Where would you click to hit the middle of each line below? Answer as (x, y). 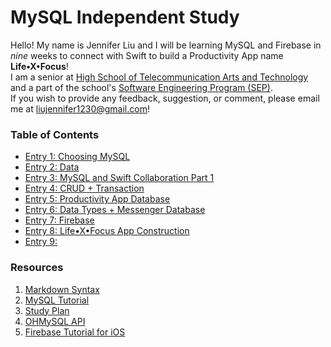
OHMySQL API (55, 321)
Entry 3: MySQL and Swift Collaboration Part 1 (119, 178)
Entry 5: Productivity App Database (97, 199)
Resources (37, 268)
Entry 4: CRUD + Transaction (84, 188)
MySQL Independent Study (125, 17)
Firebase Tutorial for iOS (75, 332)
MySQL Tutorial (57, 300)
